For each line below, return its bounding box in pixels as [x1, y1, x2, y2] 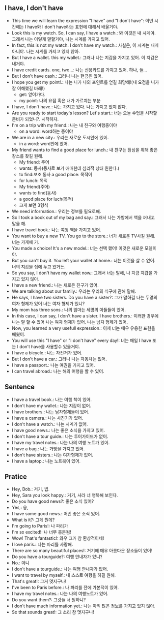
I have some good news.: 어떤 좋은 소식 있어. [11, 511, 101, 517]
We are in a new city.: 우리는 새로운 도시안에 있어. [11, 134, 109, 140]
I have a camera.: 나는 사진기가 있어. [11, 415, 83, 421]
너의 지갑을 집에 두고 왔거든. [11, 263, 66, 270]
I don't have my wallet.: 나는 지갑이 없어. [11, 403, 91, 408]
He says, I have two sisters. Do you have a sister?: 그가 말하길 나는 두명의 [11, 294, 158, 300]
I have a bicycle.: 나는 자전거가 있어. [11, 349, 82, 356]
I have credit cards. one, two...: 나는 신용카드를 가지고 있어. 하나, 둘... [11, 66, 148, 73]
